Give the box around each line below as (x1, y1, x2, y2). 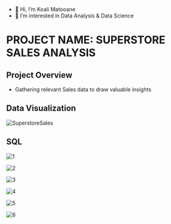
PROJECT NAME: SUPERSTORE (6, 33, 166, 47)
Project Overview (6, 70, 73, 80)
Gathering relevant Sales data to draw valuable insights (14, 86, 152, 93)
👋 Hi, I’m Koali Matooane (14, 6, 76, 13)
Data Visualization (6, 103, 76, 114)
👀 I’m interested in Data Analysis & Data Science (14, 12, 134, 19)
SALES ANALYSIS (6, 46, 96, 60)
